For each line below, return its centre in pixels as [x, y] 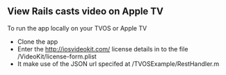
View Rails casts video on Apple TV [86, 11]
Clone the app [38, 42]
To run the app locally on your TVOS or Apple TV [77, 28]
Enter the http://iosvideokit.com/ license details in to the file [103, 49]
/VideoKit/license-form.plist [57, 56]
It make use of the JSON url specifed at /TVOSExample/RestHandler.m [118, 64]
